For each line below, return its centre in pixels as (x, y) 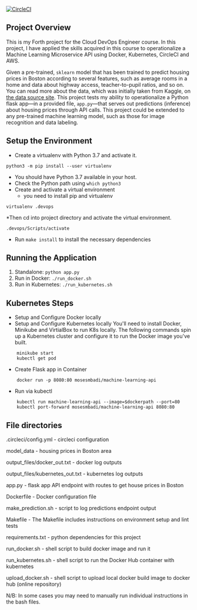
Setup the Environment (49, 141)
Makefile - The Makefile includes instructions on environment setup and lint (98, 520)
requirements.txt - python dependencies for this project (74, 537)
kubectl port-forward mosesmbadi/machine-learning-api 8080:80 (96, 407)
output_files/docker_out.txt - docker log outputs (64, 462)
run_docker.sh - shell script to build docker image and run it (79, 549)
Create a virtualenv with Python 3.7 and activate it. (76, 155)
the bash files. (23, 602)
